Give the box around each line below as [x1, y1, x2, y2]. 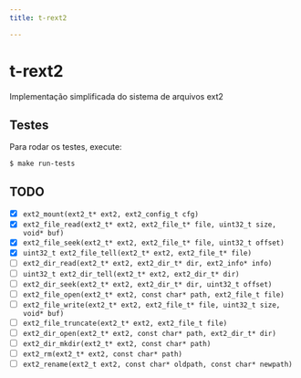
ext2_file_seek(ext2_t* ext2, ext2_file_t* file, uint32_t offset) [22, 238, 285, 247]
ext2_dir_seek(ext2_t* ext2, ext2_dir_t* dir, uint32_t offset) [22, 279, 273, 289]
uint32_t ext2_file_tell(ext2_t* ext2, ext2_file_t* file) [22, 248, 253, 258]
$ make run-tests [9, 159, 76, 169]
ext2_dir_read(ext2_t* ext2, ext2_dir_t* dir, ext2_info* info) [22, 259, 273, 268]
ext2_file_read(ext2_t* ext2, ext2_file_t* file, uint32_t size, [22, 220, 276, 229]
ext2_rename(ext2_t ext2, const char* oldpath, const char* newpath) [22, 360, 294, 369]
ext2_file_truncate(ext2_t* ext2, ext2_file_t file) [22, 319, 228, 328]
